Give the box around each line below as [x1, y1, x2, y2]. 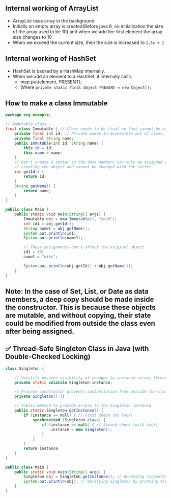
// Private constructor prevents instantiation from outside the [14, 389, 156, 394]
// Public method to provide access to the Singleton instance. [14, 403, 154, 409]
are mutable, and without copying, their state [5, 311, 151, 320]
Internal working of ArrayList [5, 4, 99, 13]
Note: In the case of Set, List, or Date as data [5, 287, 149, 296]
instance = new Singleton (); [50, 427, 113, 432]
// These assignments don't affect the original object [23, 245, 145, 250]
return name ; [23, 188, 51, 193]
